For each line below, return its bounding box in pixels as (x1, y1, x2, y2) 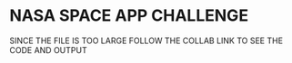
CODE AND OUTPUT (9, 44, 88, 55)
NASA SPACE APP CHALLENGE (9, 5, 248, 26)
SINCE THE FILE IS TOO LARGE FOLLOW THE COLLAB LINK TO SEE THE (9, 35, 284, 46)
